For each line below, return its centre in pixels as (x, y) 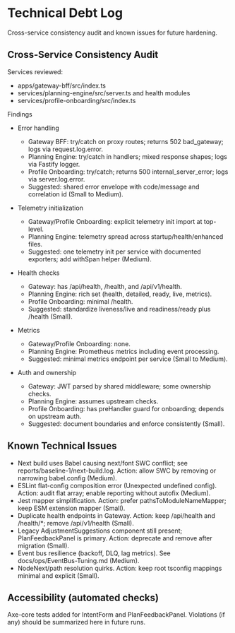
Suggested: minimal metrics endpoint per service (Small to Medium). (128, 359)
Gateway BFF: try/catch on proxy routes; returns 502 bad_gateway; (126, 141)
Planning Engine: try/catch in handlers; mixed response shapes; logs (127, 156)
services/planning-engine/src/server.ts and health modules (104, 93)
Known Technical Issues (62, 446)
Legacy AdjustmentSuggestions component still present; (100, 531)
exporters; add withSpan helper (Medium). (90, 259)
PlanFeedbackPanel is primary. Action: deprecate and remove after (115, 538)
